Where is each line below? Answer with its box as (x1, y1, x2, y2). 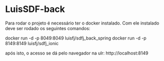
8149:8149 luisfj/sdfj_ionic (5, 40, 59, 46)
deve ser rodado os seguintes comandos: (5, 25, 91, 31)
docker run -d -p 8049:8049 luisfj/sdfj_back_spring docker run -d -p (5, 35, 147, 41)
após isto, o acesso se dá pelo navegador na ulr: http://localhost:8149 (5, 50, 149, 56)
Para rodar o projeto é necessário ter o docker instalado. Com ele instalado (5, 20, 160, 26)
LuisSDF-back (5, 3, 65, 15)
